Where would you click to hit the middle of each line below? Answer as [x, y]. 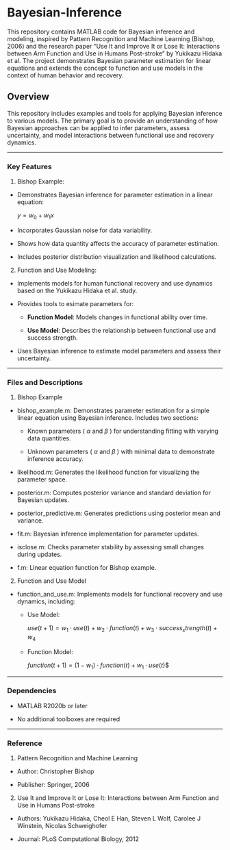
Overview [28, 97]
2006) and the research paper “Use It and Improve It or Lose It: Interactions [114, 46]
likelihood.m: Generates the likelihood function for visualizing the [108, 472]
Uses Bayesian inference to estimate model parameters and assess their [119, 351]
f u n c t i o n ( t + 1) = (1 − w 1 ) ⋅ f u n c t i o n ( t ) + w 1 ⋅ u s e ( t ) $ [98, 666]
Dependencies [32, 691]
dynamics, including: [46, 601]
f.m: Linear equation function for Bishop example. [87, 568]
